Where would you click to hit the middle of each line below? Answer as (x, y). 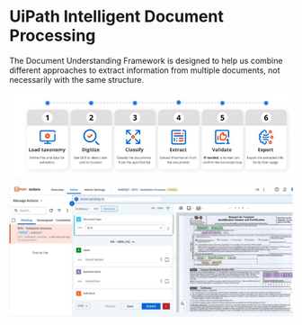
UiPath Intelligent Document (117, 17)
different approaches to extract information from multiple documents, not (145, 70)
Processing (53, 36)
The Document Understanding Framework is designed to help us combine (146, 60)
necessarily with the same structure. (77, 79)
